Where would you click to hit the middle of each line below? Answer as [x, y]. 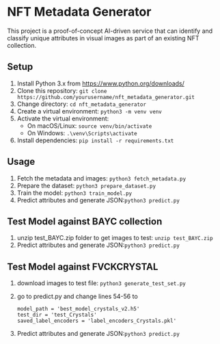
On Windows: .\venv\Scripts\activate [82, 133]
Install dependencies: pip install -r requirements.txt [95, 140]
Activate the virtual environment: [63, 118]
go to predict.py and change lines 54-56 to [77, 296]
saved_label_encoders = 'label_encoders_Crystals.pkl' [97, 321]
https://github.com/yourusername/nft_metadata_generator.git [106, 97]
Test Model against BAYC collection [85, 221]
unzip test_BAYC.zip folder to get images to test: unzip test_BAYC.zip [115, 238]
